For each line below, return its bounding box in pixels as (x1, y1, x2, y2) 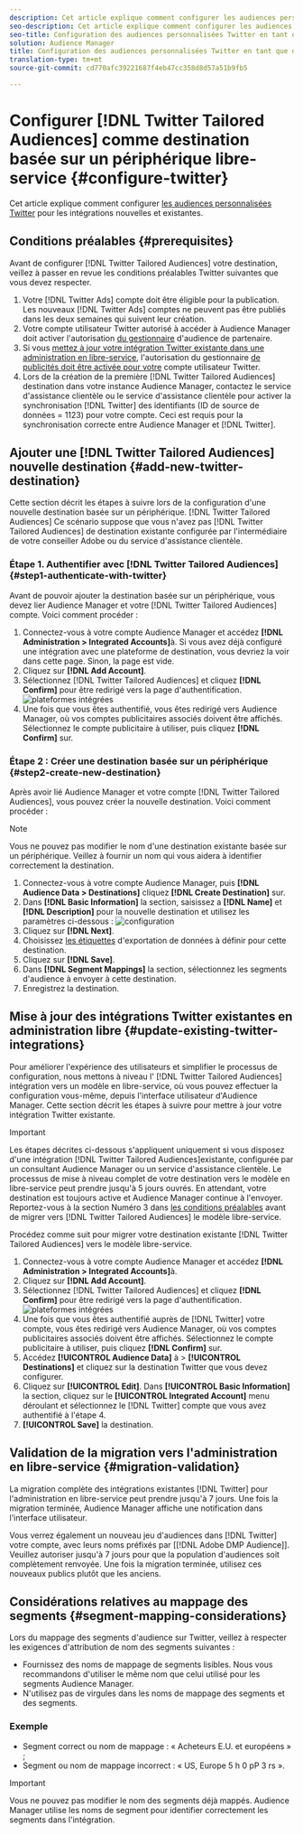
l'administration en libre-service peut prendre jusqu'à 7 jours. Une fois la (9, 1493, 279, 1504)
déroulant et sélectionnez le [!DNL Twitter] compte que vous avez (22, 1400, 267, 1410)
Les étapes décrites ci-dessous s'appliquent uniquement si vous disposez (9, 1144, 285, 1155)
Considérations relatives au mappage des (9, 1595, 249, 1610)
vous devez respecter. (9, 276, 92, 287)
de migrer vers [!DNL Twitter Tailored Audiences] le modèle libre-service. (9, 1211, 282, 1222)
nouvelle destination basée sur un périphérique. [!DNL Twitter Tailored (9, 507, 271, 517)
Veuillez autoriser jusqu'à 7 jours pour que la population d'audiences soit (9, 1549, 280, 1559)
